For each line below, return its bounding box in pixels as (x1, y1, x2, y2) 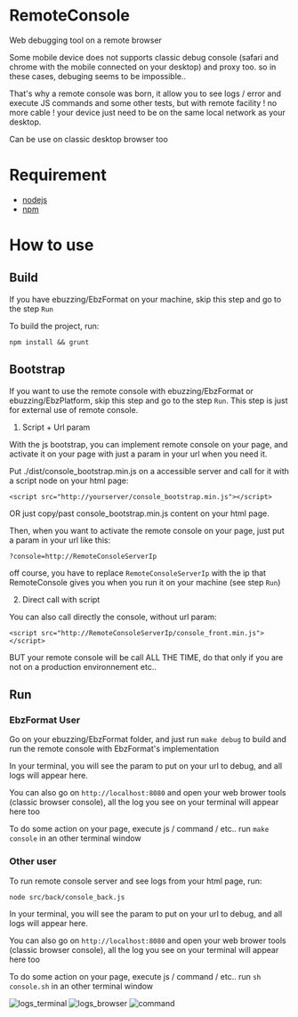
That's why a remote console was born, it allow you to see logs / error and (9, 88, 282, 99)
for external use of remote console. (9, 404, 139, 415)
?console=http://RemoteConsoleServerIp (9, 552, 157, 561)
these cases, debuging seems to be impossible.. (9, 70, 187, 81)
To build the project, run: (9, 320, 100, 331)
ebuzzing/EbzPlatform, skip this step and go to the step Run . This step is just (9, 395, 288, 406)
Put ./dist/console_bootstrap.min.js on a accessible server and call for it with (9, 465, 289, 476)
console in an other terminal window (9, 833, 141, 843)
